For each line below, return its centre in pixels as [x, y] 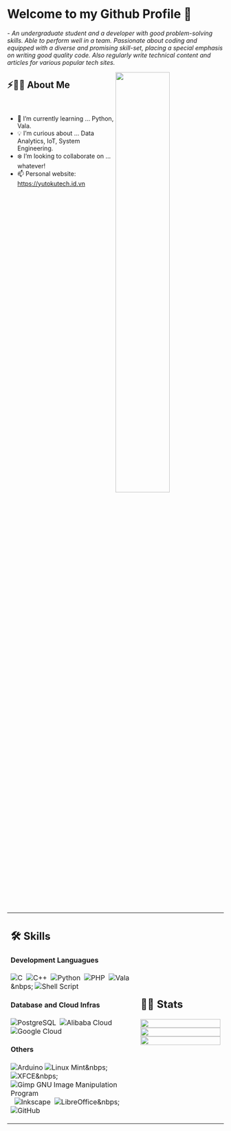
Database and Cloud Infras [55, 1005]
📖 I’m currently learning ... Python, [65, 118]
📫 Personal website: [46, 173]
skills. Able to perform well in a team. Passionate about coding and [102, 40]
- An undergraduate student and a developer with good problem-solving [110, 33]
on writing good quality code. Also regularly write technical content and [109, 55]
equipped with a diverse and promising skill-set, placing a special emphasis [115, 48]
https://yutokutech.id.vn [51, 183]
